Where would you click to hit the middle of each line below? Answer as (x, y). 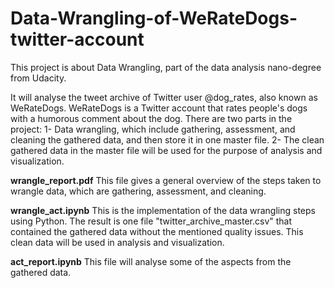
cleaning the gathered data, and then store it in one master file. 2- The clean (167, 139)
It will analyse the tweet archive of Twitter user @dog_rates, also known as (164, 97)
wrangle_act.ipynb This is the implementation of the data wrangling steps (163, 210)
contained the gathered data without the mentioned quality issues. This (157, 231)
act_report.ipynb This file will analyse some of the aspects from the (151, 261)
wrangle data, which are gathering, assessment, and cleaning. (138, 191)
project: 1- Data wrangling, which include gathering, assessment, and (153, 129)
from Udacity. (38, 78)
